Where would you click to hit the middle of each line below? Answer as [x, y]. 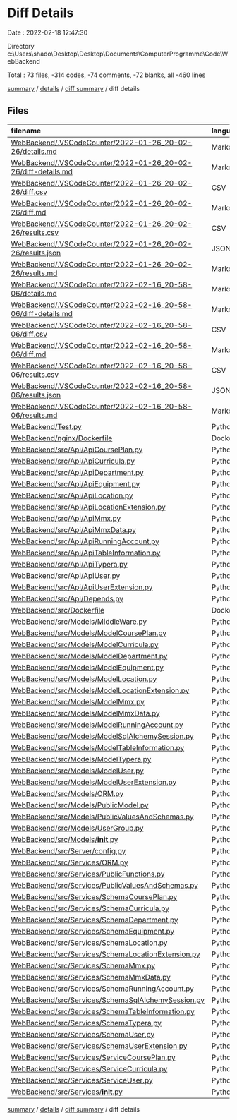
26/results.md [34, 273]
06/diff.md [29, 354]
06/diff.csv [29, 334]
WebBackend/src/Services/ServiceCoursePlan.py [93, 1057]
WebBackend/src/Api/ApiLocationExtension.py [88, 507]
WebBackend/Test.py [47, 426]
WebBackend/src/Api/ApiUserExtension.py [82, 587]
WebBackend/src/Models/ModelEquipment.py [87, 667]
